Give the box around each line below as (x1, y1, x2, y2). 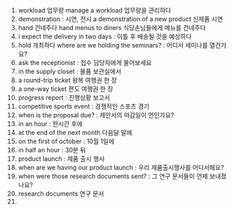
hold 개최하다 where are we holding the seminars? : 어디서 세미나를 (18, 41, 209, 49)
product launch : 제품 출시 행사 (18, 154, 105, 163)
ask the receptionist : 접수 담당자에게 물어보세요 (18, 59, 152, 66)
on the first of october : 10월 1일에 (18, 137, 115, 145)
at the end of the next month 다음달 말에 (18, 129, 132, 136)
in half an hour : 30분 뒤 (18, 146, 86, 154)
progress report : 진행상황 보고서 (18, 94, 111, 101)
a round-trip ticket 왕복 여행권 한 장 (18, 76, 118, 84)
